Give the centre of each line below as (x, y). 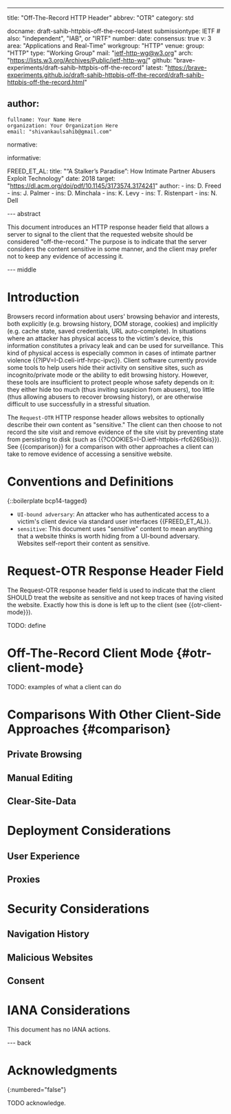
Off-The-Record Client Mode (90, 653)
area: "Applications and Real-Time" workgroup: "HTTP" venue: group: (106, 46)
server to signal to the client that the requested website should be (100, 234)
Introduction (43, 297)
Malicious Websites (50, 958)
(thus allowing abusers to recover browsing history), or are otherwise (105, 397)
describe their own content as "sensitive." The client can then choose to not (114, 424)
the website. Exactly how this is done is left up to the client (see (97, 604)
